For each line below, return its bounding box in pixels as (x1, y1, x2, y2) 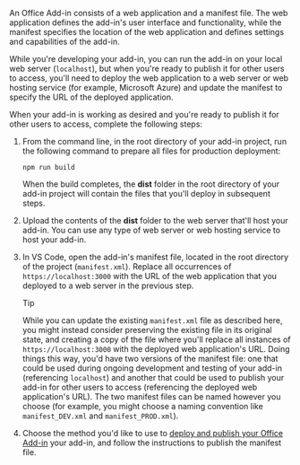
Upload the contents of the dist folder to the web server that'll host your (21, 215, 288, 225)
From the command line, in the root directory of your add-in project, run (21, 136, 287, 146)
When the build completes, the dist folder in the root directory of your (21, 179, 280, 189)
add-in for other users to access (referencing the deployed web (21, 382, 258, 392)
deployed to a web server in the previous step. (21, 280, 194, 291)
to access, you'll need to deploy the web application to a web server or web (9, 73, 289, 83)
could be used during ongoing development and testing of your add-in (21, 363, 282, 373)
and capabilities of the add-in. (9, 36, 121, 47)
